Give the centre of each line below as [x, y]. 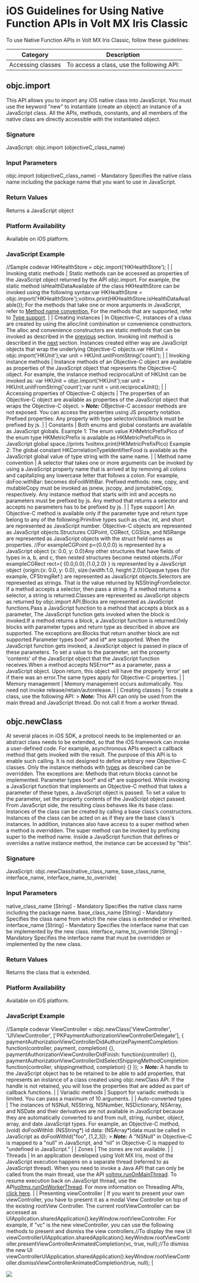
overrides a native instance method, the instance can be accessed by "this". [99, 843]
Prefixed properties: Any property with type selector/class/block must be [95, 419]
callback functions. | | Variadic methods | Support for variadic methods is [95, 1092]
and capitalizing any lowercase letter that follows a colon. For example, [93, 475]
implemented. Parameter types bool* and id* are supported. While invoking [98, 780]
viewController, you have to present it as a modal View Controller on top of [97, 1199]
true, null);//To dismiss [161, 1244]
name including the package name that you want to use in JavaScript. [91, 182]
